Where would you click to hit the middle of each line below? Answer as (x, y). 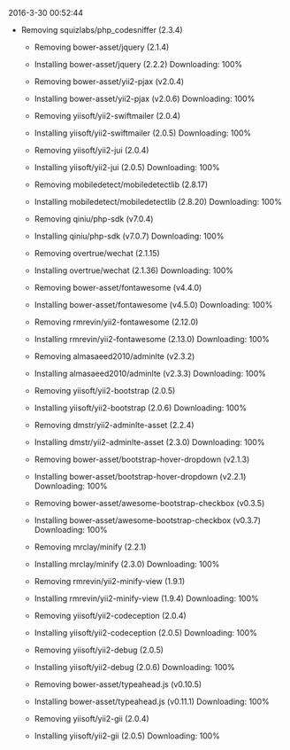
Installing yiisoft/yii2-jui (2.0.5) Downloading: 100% (127, 167)
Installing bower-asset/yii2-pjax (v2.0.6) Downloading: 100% (145, 98)
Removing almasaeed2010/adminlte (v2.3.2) (114, 356)
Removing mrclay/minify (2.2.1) (90, 547)
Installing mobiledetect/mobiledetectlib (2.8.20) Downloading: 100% (158, 202)
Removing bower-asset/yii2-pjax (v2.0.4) (109, 82)
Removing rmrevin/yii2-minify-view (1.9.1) (110, 581)
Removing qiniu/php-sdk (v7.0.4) (94, 219)
